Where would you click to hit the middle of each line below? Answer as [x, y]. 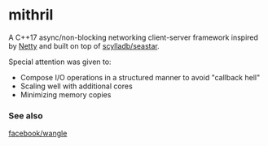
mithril [31, 15]
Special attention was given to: [60, 62]
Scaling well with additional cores [76, 86]
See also [26, 115]
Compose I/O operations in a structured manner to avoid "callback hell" [140, 77]
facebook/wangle [38, 133]
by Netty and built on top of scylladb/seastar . [84, 45]
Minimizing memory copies [66, 94]
